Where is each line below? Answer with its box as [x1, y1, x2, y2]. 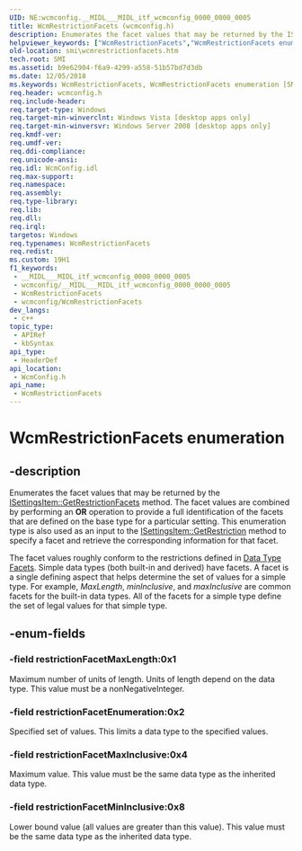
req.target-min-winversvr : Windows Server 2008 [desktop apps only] [9, 122, 271, 131]
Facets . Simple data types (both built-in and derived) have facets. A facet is [9, 563, 289, 572]
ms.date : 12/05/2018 [9, 72, 87, 81]
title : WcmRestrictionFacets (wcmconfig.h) [9, 22, 175, 31]
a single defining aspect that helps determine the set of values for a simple [9, 572, 286, 582]
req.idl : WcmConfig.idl [9, 164, 99, 173]
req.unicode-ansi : [9, 155, 78, 164]
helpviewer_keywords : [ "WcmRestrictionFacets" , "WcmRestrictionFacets [9, 38, 276, 48]
